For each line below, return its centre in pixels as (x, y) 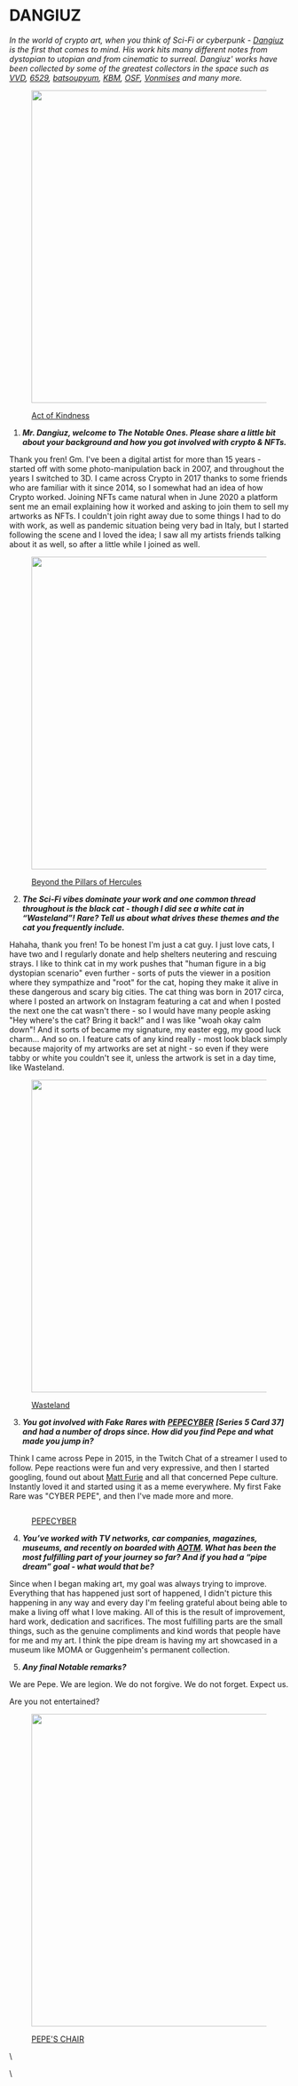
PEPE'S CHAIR (58, 2039)
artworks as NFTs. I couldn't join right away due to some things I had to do (145, 515)
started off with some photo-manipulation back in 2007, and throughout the (147, 468)
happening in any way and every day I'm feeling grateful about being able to (149, 1602)
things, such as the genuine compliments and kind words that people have (145, 1630)
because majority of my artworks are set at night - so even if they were (139, 1048)
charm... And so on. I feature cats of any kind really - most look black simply (149, 1039)
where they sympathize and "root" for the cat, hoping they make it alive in (144, 982)
